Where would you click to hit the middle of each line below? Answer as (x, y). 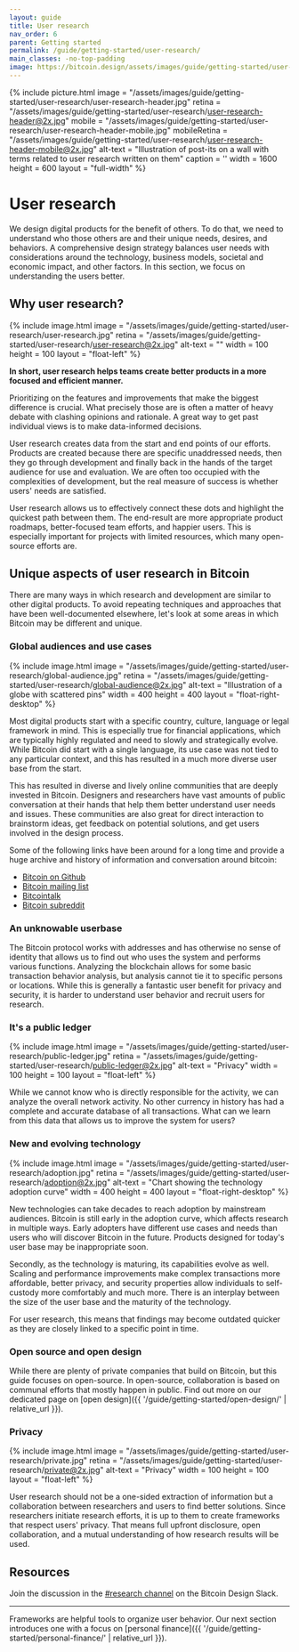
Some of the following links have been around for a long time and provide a (147, 850)
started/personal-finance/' (58, 1638)
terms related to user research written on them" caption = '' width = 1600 (143, 158)
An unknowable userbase (66, 928)
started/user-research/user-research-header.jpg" (100, 101)
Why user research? (67, 304)
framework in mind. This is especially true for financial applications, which (145, 730)
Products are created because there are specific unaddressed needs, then (146, 453)
